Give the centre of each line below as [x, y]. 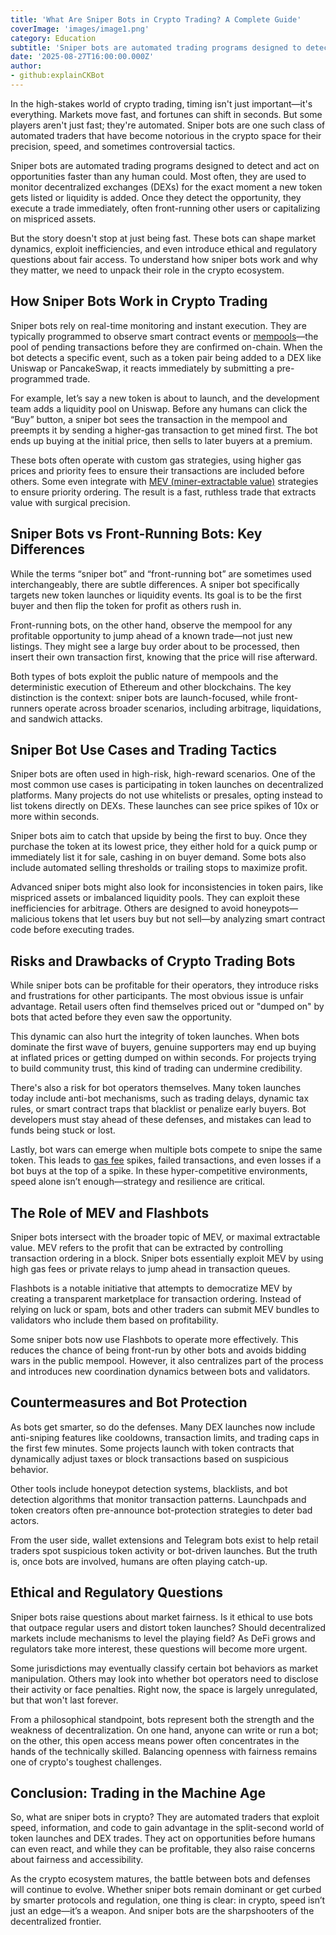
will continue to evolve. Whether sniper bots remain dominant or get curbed [166, 1890]
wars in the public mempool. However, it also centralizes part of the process [167, 1360]
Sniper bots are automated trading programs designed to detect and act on [165, 165]
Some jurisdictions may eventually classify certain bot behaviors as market [164, 1668]
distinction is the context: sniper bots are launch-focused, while [141, 697]
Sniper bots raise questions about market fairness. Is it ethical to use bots [161, 1617]
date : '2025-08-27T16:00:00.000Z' [82, 57]
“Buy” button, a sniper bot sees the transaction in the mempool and [149, 419]
